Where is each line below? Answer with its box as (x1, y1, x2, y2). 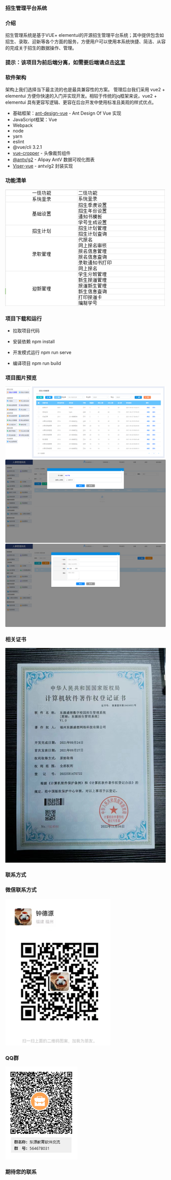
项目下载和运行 (5, 315, 42, 322)
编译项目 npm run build (12, 360, 61, 366)
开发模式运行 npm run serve (12, 349, 72, 356)
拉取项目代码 (12, 327, 40, 334)
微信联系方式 (5, 886, 37, 893)
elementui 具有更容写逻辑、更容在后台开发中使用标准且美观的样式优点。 (5, 99, 157, 105)
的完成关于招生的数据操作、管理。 (5, 45, 77, 51)
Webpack (12, 122, 33, 128)
